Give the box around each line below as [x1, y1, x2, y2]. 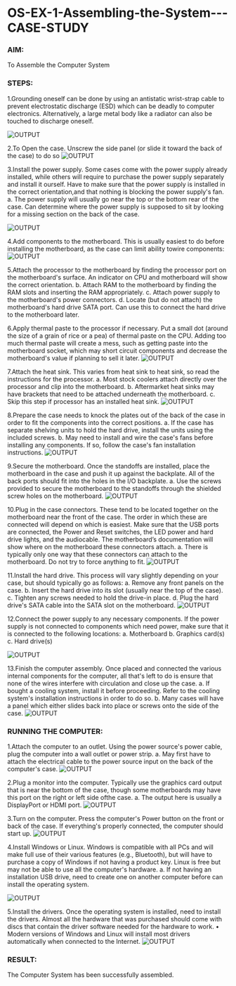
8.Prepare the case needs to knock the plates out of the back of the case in [7, 411, 226, 419]
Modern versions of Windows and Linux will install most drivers [7, 930, 191, 938]
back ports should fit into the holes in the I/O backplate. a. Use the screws [7, 476, 222, 485]
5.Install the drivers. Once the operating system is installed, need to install [7, 907, 221, 916]
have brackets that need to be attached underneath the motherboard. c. [7, 390, 216, 398]
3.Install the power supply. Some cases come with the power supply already [7, 165, 228, 173]
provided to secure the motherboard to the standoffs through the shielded [7, 484, 221, 492]
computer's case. [7, 765, 58, 773]
